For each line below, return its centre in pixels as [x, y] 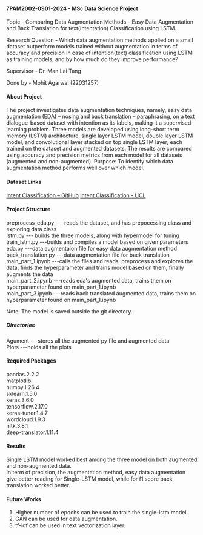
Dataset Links [24, 182]
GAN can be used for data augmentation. [66, 519]
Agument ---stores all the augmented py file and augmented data [88, 340]
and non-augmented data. [39, 466]
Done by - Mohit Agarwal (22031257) [52, 83]
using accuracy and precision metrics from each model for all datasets [95, 155]
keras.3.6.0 [20, 400]
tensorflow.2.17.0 [27, 406]
